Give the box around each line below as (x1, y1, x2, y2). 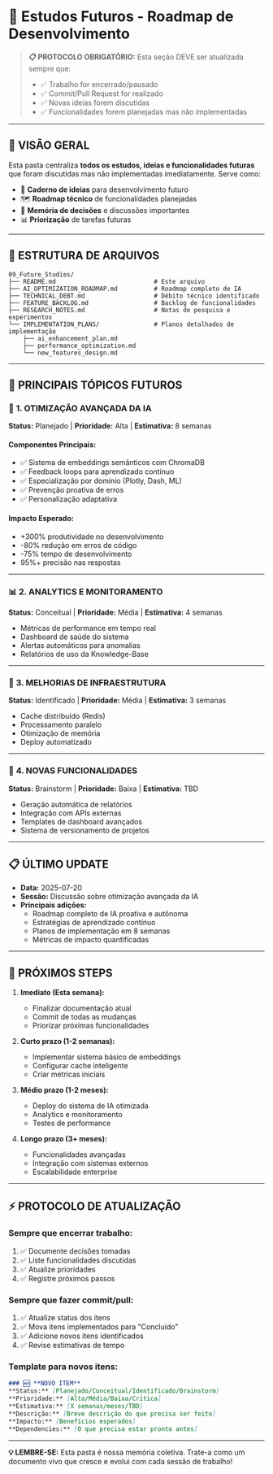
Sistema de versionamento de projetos (19, 825, 150, 835)
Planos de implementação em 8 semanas (32, 926, 171, 936)
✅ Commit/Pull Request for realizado (40, 89, 164, 98)
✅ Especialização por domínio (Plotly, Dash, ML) (19, 476, 183, 486)
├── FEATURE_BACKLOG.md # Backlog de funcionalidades (8, 298, 256, 307)
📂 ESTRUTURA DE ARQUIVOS (8, 249, 160, 263)
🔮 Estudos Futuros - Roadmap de (8, 7, 234, 26)
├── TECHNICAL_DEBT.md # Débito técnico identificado (8, 292, 260, 300)
